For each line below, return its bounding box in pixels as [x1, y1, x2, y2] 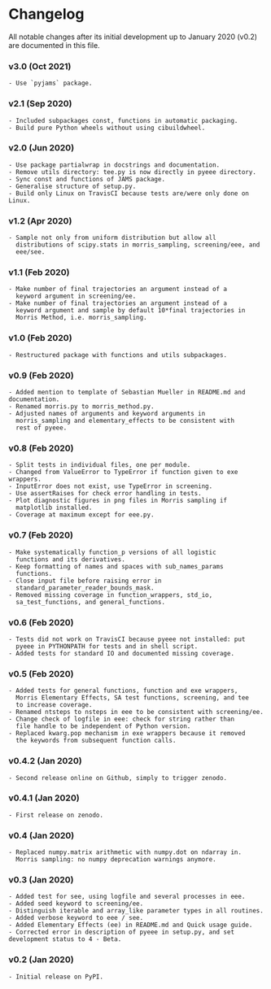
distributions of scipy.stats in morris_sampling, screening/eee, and [15, 241, 260, 249]
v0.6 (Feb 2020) [8, 616, 74, 628]
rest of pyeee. [15, 424, 68, 432]
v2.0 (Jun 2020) [8, 142, 75, 154]
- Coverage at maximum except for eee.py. [8, 511, 155, 519]
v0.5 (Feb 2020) [8, 668, 74, 679]
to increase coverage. [15, 701, 93, 709]
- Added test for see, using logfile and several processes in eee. [8, 892, 246, 901]
